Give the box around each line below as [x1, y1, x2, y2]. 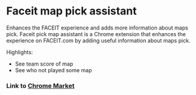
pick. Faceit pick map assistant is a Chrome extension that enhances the [6, 30, 186, 37]
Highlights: [6, 48, 33, 55]
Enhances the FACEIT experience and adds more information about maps [6, 24, 189, 31]
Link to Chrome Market [6, 81, 75, 90]
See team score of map [14, 60, 74, 67]
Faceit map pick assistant [6, 4, 137, 18]
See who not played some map [14, 66, 92, 73]
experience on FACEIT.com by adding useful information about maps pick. [6, 37, 191, 44]
